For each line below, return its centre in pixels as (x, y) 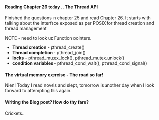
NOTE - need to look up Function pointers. (48, 38)
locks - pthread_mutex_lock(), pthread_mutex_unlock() (68, 58)
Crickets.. (15, 113)
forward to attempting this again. (38, 91)
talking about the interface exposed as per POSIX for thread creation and (79, 23)
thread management (26, 28)
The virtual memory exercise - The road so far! (54, 75)
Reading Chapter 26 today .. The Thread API (52, 7)
